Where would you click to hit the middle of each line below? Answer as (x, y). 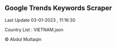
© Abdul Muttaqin (23, 39)
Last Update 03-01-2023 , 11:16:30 (40, 20)
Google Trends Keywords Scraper (58, 8)
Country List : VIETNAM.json (34, 30)
